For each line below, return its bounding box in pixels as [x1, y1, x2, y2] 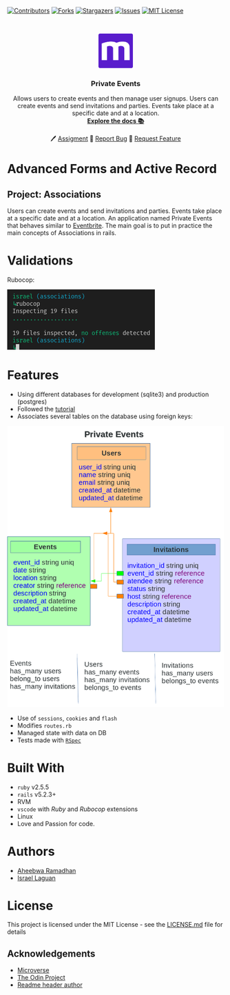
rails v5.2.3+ [17, 790, 56, 799]
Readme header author [17, 981, 83, 989]
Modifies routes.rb [17, 721, 72, 730]
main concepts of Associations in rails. [7, 229, 117, 237]
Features [7, 367, 59, 383]
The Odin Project [17, 974, 65, 982]
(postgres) [17, 398, 47, 406]
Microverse [17, 966, 50, 974]
